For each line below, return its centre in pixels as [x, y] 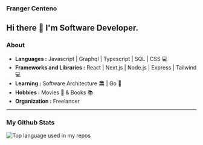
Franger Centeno [32, 8]
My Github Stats [31, 122]
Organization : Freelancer [47, 101]
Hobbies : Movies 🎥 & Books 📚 [54, 92]
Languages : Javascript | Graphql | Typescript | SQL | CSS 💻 [91, 59]
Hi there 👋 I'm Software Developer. [72, 28]
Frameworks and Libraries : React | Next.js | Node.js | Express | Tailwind [106, 67]
